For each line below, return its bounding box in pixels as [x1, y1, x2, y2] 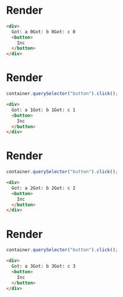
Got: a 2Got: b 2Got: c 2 [11, 185, 76, 191]
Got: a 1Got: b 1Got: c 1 [11, 107, 76, 113]
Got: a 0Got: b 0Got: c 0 [11, 29, 76, 35]
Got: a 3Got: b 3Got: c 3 [11, 263, 76, 269]
